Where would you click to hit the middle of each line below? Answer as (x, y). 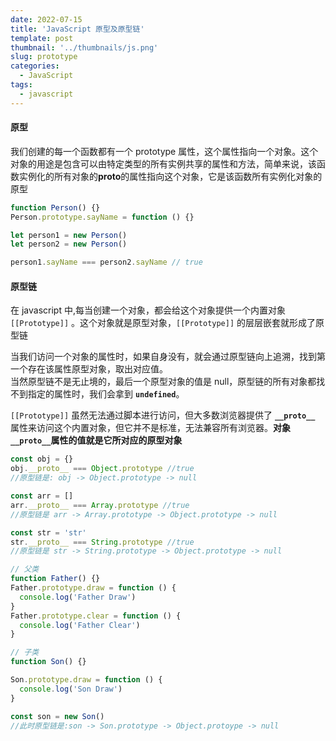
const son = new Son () (57, 716)
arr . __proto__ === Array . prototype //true (100, 505)
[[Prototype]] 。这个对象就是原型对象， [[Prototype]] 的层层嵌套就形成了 (163, 323)
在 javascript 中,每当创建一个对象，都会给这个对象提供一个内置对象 (148, 310)
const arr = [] (42, 496)
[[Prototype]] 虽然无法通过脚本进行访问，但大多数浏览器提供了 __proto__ (163, 415)
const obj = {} (42, 459)
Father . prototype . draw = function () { (93, 588)
